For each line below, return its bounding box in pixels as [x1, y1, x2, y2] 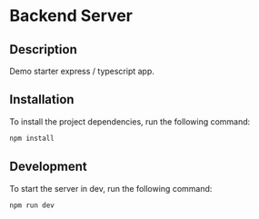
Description [9, 42, 77, 57]
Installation [9, 92, 75, 107]
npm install [9, 134, 55, 143]
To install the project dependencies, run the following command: [9, 115, 251, 127]
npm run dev [9, 201, 55, 210]
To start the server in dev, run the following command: [9, 183, 213, 194]
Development [9, 159, 88, 174]
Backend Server [9, 5, 134, 26]
